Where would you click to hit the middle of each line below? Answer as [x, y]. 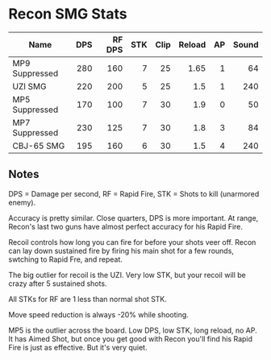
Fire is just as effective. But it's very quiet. [78, 347]
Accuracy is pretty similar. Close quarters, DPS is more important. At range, [133, 217]
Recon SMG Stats [68, 14]
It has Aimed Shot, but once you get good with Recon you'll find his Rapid [130, 338]
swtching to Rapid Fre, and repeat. [66, 259]
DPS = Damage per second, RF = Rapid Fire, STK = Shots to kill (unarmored [134, 193]
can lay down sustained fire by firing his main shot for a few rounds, [121, 250]
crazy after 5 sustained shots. [58, 283]
